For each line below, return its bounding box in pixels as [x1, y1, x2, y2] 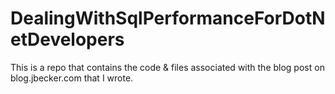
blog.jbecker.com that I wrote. [10, 72, 134, 84]
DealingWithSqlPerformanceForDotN [10, 7, 326, 30]
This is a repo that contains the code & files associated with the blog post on [10, 61, 325, 73]
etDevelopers [10, 28, 125, 51]
